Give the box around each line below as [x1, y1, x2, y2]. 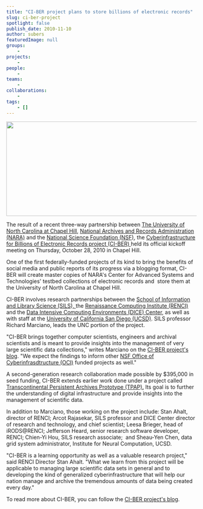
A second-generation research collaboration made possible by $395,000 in [6, 370, 194, 378]
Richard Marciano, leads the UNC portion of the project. [6, 321, 145, 328]
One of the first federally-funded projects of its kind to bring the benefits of [6, 258, 193, 265]
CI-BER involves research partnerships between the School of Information [6, 296, 190, 303]
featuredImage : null [6, 37, 59, 43]
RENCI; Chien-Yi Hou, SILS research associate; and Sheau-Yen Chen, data [6, 433, 192, 441]
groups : [6, 43, 26, 49]
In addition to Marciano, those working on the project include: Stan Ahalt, [6, 407, 188, 415]
